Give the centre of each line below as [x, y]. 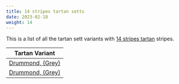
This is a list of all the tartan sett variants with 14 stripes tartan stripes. [90, 39]
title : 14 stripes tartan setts [45, 11]
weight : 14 [19, 22]
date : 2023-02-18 [27, 17]
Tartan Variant [35, 53]
